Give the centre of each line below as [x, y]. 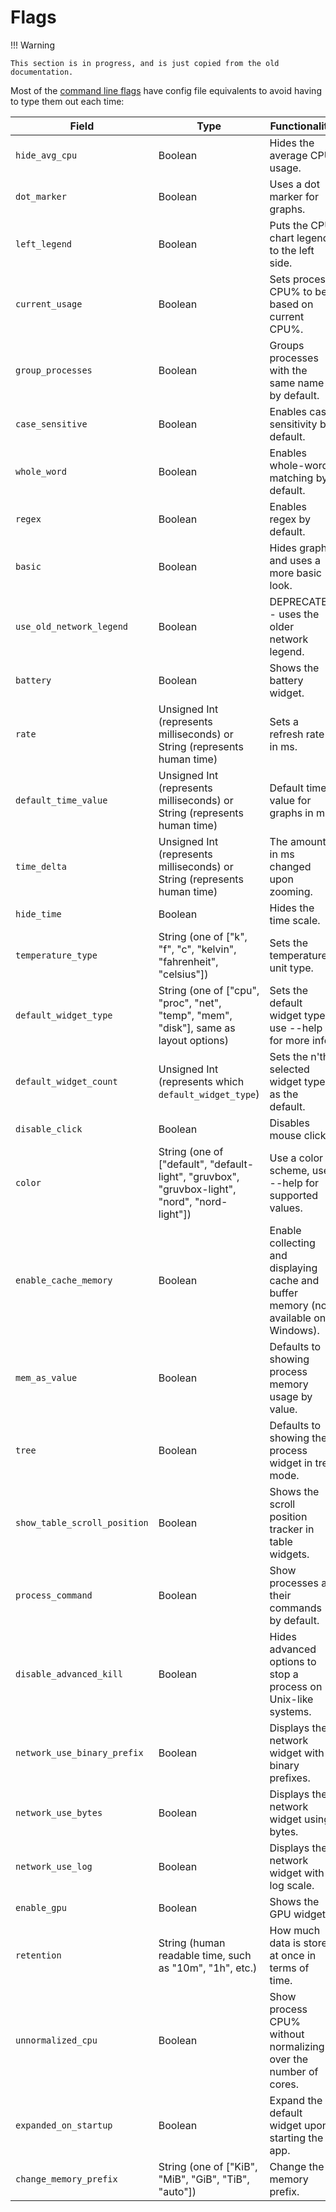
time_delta [41, 866]
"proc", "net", [190, 1003]
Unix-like [291, 1699]
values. [286, 1208]
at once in [293, 1955]
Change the [297, 2166]
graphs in [291, 813]
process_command [54, 1595]
